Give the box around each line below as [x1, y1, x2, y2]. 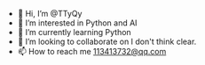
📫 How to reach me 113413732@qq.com [17, 47, 167, 56]
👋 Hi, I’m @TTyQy [17, 9, 83, 18]
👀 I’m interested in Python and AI [17, 18, 138, 28]
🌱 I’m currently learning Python [17, 27, 131, 37]
